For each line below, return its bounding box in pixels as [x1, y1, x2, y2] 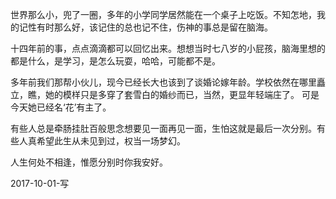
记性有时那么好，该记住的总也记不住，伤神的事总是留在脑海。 [18, 21, 273, 33]
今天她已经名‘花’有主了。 [10, 101, 112, 113]
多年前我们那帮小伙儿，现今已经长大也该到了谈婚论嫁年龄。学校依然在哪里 [10, 76, 317, 88]
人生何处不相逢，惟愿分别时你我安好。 [10, 156, 168, 168]
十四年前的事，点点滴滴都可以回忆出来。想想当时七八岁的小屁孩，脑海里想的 [10, 43, 326, 54]
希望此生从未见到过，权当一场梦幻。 [36, 135, 186, 147]
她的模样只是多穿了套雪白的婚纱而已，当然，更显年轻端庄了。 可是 [44, 89, 320, 100]
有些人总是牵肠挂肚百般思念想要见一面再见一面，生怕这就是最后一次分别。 [10, 123, 317, 134]
